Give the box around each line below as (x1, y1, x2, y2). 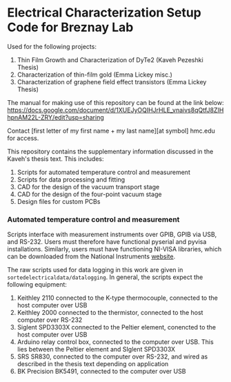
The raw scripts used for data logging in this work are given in (7, 266, 183, 274)
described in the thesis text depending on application (17, 360, 169, 368)
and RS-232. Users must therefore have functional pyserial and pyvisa (7, 238, 207, 246)
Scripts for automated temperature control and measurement (17, 168, 191, 176)
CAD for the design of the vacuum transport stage (17, 182, 160, 191)
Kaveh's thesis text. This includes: (7, 154, 105, 163)
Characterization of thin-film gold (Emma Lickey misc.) (17, 70, 172, 79)
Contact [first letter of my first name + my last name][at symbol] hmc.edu (7, 126, 216, 135)
